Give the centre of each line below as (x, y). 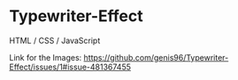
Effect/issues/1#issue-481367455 (70, 67)
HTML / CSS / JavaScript (55, 40)
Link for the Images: (46, 57)
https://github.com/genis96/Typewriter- (156, 57)
